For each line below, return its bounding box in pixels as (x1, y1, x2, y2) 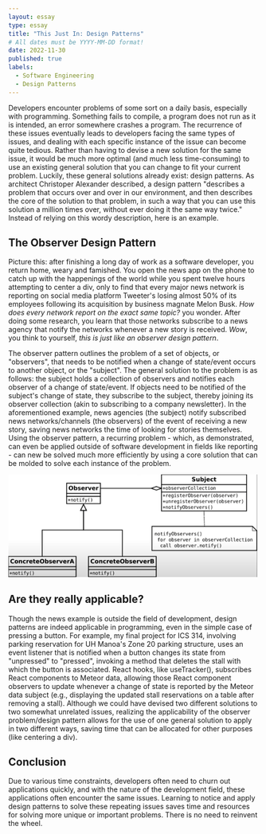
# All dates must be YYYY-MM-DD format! (8, 38, 145, 46)
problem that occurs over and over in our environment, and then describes (8, 187, 253, 197)
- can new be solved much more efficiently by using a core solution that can (8, 450, 258, 460)
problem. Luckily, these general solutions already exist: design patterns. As (8, 170, 255, 180)
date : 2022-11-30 (8, 46, 66, 55)
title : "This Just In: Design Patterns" (8, 29, 145, 37)
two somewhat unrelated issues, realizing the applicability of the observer (8, 707, 251, 716)
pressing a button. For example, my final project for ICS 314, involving (8, 630, 237, 640)
